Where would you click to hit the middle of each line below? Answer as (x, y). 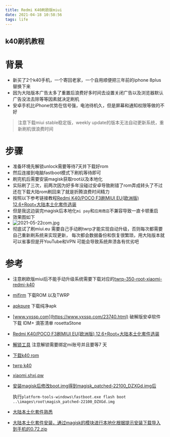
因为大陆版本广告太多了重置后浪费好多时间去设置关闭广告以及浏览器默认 (88, 92)
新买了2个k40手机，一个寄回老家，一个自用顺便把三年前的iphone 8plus (87, 80)
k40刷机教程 (25, 41)
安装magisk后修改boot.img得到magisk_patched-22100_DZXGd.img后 (84, 386)
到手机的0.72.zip (30, 429)
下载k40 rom (26, 355)
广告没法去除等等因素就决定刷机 (46, 99)
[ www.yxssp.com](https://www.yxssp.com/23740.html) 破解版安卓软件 (87, 316)
